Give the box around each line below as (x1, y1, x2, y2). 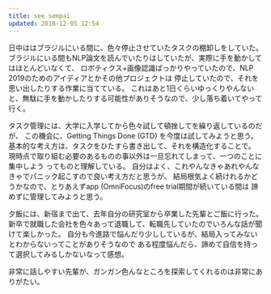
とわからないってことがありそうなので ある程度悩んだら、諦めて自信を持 (8, 239, 252, 249)
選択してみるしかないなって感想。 (15, 249, 129, 259)
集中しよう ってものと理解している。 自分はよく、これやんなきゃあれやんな (8, 161, 260, 171)
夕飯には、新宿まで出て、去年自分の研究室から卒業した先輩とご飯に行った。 (8, 208, 264, 219)
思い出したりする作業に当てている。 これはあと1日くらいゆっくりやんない (8, 83, 255, 93)
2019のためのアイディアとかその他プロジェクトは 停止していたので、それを (8, 73, 259, 83)
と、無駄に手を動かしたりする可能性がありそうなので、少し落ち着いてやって (8, 93, 263, 103)
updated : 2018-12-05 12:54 (8, 19, 100, 28)
